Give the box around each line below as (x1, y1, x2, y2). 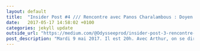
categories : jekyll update (6, 25, 73, 31)
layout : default (6, 8, 46, 15)
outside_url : (6, 30, 39, 36)
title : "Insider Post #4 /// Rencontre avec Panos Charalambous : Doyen (6, 14, 193, 20)
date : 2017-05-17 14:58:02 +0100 (6, 19, 95, 25)
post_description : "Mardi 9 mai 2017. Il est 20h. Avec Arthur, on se (6, 36, 185, 42)
